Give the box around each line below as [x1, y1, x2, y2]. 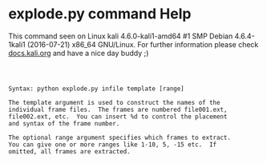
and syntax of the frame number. [8, 119, 120, 128]
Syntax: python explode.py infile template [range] [8, 85, 184, 93]
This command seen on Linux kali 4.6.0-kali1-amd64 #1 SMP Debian [8, 31, 233, 41]
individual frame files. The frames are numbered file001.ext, [8, 105, 228, 113]
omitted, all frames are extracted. [8, 147, 131, 156]
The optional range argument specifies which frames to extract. [8, 133, 231, 141]
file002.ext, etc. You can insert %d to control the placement [8, 113, 228, 121]
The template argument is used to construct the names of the [8, 98, 220, 106]
